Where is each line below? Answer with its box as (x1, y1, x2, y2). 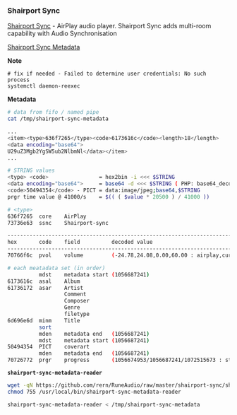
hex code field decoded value (7, 239, 153, 246)
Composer (63, 298, 90, 305)
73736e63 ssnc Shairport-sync (7, 219, 109, 226)
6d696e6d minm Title (7, 317, 80, 324)
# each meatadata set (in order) (7, 264, 106, 271)
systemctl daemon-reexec (7, 83, 80, 90)
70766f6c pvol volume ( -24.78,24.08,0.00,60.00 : (7, 252, 194, 259)
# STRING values (7, 167, 55, 175)
